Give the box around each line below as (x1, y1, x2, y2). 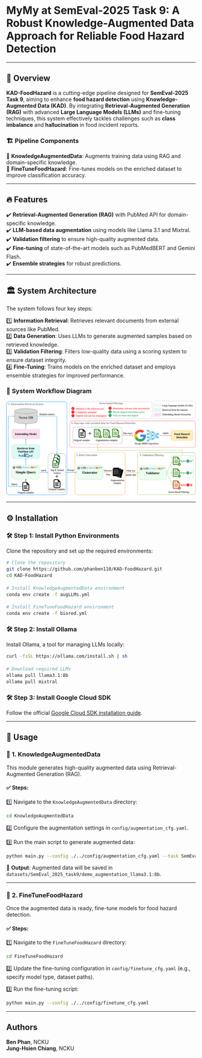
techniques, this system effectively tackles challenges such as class (6, 115, 176, 122)
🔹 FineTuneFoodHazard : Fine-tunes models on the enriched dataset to (6, 165, 182, 173)
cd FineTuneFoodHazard (6, 953, 63, 959)
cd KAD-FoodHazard (6, 572, 52, 578)
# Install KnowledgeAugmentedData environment (6, 585, 125, 591)
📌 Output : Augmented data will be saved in (6, 864, 113, 871)
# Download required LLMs (6, 666, 71, 672)
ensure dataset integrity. (6, 356, 67, 364)
